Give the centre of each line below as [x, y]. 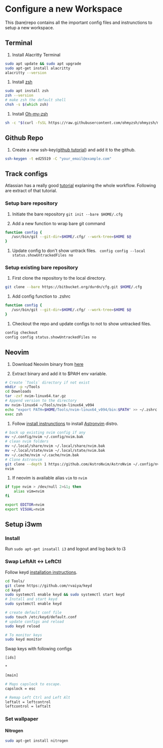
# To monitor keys [24, 635]
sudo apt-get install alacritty [38, 68]
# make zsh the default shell [36, 100]
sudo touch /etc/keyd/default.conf [41, 617]
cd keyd [13, 590]
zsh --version [19, 96]
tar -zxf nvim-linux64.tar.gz [36, 396]
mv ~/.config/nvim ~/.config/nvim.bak [44, 437]
